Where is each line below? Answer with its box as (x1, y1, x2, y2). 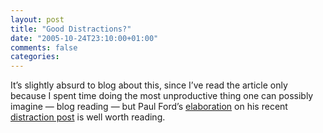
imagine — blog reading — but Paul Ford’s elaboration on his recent (10, 101, 288, 113)
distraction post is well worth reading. (10, 111, 166, 123)
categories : (10, 52, 60, 62)
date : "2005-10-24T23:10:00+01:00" (10, 33, 159, 43)
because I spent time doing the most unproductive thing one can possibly (10, 90, 314, 102)
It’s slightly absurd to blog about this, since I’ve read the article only (10, 79, 288, 91)
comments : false (10, 42, 78, 53)
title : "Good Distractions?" (10, 24, 132, 34)
